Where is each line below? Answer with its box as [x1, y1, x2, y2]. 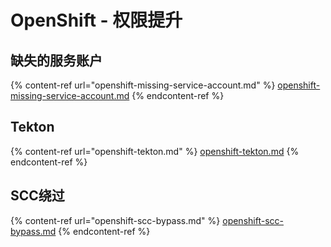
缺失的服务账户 [10, 52, 103, 69]
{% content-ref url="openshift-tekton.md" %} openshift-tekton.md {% [10, 145, 300, 157]
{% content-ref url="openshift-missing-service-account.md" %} [10, 79, 276, 91]
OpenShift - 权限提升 [10, 9, 183, 32]
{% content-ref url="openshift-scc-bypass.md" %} [10, 214, 221, 226]
